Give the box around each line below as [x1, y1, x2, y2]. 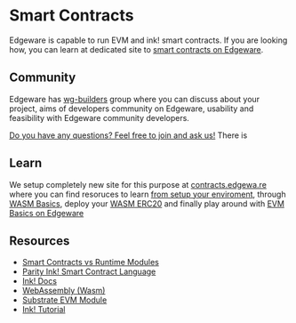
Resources [9, 233, 70, 248]
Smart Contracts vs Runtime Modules [21, 257, 160, 268]
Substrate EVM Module [21, 295, 108, 305]
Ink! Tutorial [21, 304, 66, 315]
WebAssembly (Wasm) [21, 286, 106, 296]
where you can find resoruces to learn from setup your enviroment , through [9, 189, 286, 199]
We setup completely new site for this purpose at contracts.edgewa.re [9, 179, 267, 190]
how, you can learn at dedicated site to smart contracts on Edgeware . [9, 44, 264, 54]
